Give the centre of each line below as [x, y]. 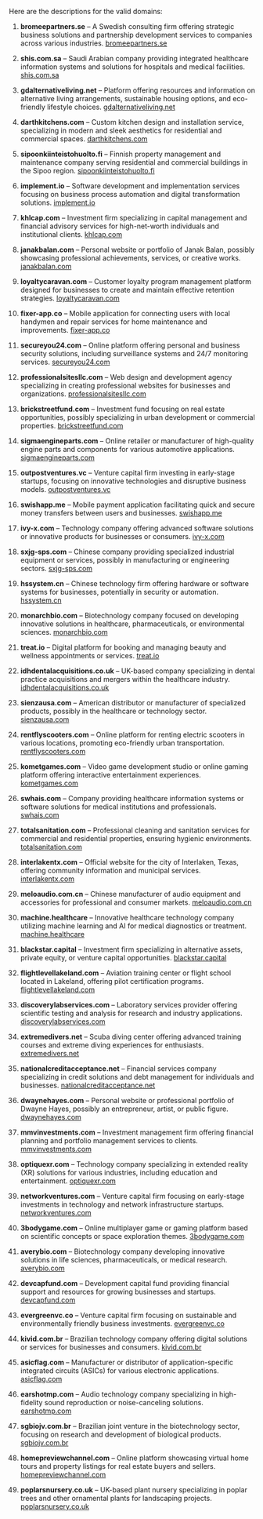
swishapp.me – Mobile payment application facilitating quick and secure [137, 505]
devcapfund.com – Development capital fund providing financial [124, 1283]
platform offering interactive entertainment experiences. [111, 775]
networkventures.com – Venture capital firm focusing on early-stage [132, 1196]
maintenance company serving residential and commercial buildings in [134, 162]
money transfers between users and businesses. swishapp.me [121, 513]
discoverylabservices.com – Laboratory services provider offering [129, 1005]
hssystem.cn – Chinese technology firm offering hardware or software [135, 583]
